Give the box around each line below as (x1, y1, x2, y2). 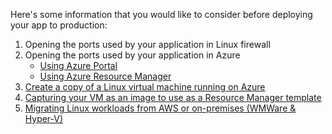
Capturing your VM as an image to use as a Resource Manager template (24, 92, 322, 103)
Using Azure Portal (39, 60, 118, 71)
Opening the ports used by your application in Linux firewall (24, 39, 271, 50)
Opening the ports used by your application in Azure (24, 49, 241, 61)
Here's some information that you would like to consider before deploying (10, 9, 313, 20)
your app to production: (10, 19, 108, 31)
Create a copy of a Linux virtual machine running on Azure (24, 81, 266, 93)
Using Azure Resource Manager (39, 70, 172, 82)
